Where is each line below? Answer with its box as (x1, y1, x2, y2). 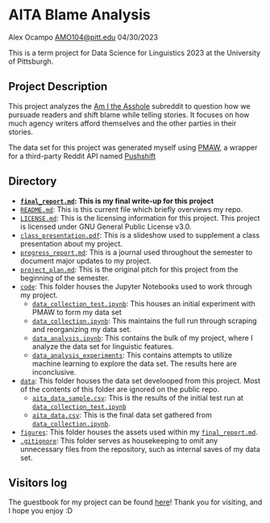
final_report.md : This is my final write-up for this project (19, 196, 214, 205)
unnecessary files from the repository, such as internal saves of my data (19, 444, 260, 454)
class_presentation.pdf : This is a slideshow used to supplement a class (19, 230, 260, 239)
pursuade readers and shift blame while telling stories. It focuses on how (8, 110, 250, 119)
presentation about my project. (19, 239, 123, 248)
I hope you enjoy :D (8, 506, 73, 516)
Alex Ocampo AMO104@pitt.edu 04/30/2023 (8, 32, 159, 42)
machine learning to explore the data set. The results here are (31, 359, 238, 368)
